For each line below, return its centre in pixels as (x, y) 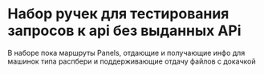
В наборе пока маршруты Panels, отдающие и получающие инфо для (126, 53)
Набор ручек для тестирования (118, 14)
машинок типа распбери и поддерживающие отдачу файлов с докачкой (132, 61)
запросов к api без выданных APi (124, 31)
